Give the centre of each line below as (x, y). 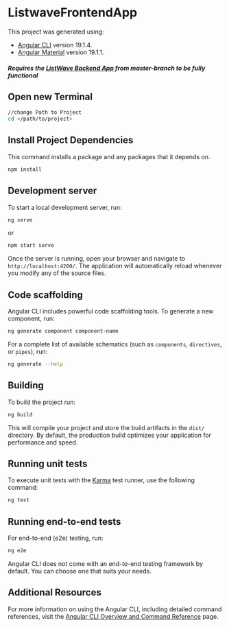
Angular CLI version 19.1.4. (55, 45)
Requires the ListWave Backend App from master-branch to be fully (107, 68)
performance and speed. (43, 442)
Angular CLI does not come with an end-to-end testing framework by (105, 563)
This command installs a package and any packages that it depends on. (109, 156)
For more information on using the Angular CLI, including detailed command (115, 609)
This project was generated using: (56, 32)
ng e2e (17, 551)
